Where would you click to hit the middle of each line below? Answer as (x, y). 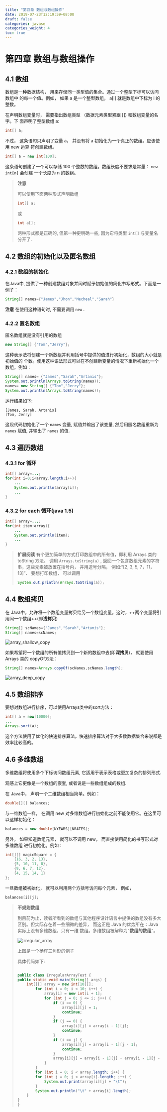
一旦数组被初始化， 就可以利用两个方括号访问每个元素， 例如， (70, 888)
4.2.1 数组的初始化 (27, 272)
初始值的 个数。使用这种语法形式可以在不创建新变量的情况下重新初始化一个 (82, 361)
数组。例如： (18, 367)
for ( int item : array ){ (28, 526)
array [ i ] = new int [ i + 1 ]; (73, 994)
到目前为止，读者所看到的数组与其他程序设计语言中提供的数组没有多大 (89, 918)
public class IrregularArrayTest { (54, 975)
